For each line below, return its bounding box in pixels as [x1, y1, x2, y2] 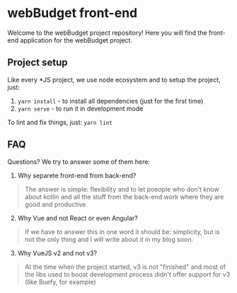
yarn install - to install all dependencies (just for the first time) [17, 96, 204, 105]
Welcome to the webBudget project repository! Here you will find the [7, 28, 207, 37]
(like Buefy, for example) [24, 277, 97, 286]
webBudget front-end [7, 5, 138, 21]
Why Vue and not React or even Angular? [17, 214, 138, 222]
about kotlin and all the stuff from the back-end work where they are [24, 192, 224, 201]
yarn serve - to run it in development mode [17, 104, 144, 113]
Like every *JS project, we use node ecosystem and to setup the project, [7, 75, 221, 84]
